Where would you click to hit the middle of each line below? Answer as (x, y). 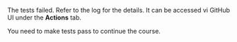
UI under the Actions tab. (45, 17)
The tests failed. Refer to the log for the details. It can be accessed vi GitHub (119, 10)
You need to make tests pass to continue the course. (84, 31)
